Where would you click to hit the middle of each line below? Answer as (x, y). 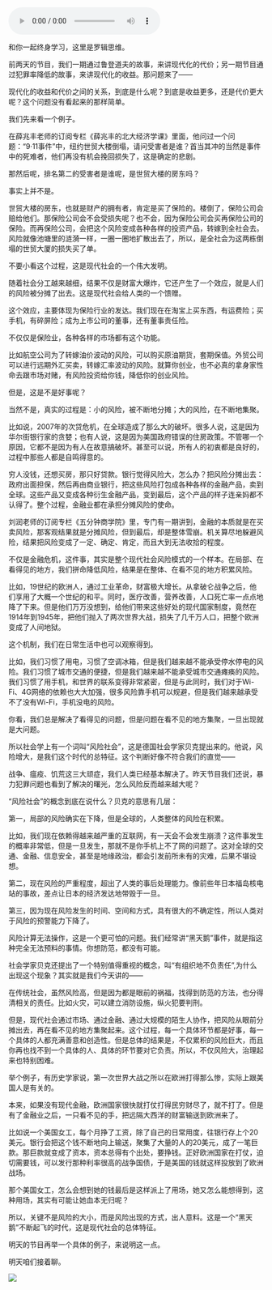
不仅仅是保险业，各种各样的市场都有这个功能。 (86, 338)
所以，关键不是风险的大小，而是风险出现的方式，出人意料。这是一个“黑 (127, 1217)
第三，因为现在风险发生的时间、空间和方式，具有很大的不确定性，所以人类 (132, 911)
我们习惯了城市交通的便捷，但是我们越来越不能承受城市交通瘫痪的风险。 (143, 672)
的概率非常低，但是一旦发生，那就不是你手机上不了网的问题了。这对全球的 (132, 846)
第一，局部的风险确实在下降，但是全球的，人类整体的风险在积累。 (118, 818)
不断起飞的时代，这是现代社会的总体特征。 (90, 1227)
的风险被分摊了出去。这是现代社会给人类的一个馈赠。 (97, 293)
